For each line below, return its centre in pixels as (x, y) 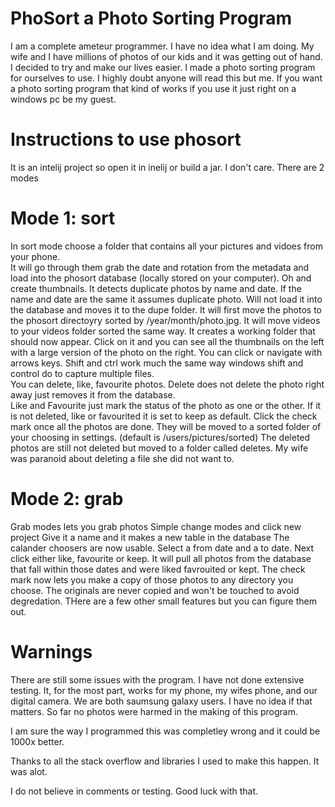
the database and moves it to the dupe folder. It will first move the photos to (166, 309)
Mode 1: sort (63, 218)
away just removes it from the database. (93, 394)
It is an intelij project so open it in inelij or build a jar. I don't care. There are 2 (167, 167)
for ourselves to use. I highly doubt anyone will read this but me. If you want (166, 78)
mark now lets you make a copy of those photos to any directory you (152, 579)
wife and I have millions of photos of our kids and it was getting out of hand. (166, 56)
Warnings (51, 651)
